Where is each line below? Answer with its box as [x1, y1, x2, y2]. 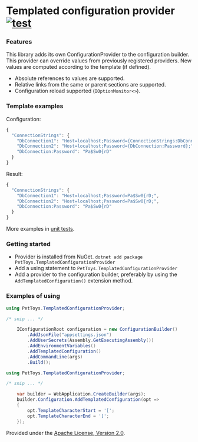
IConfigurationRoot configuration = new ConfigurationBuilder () [16, 327, 178, 333]
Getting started [6, 240, 51, 248]
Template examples [6, 102, 64, 110]
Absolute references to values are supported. [14, 75, 125, 82]
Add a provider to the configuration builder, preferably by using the [14, 271, 178, 278]
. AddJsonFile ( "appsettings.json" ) [27, 332, 112, 338]
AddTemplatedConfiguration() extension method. [14, 277, 133, 284]
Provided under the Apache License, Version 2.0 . [6, 429, 126, 436]
